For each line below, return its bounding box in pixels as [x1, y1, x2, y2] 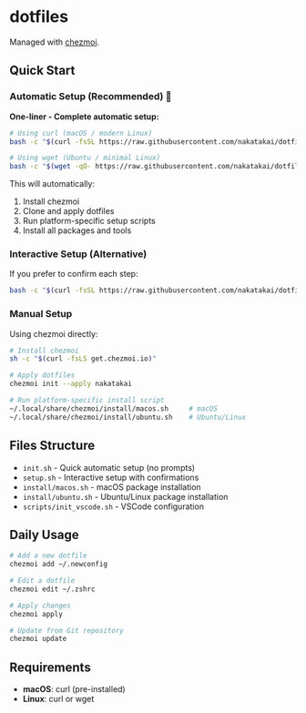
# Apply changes [9, 601, 71, 610]
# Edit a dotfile [9, 576, 76, 586]
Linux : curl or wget [22, 694, 95, 705]
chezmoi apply [9, 609, 64, 618]
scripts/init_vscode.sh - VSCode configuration [22, 501, 205, 512]
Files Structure [9, 438, 96, 453]
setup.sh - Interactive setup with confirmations [22, 472, 199, 483]
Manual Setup [9, 308, 73, 321]
